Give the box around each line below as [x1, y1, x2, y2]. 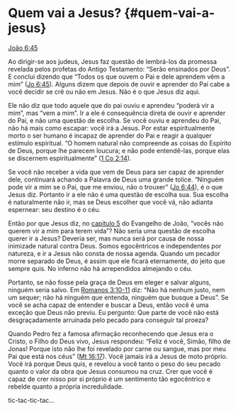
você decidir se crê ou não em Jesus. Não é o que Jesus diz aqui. [8, 87, 200, 96]
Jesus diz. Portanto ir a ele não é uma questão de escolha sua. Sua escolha [8, 190, 229, 199]
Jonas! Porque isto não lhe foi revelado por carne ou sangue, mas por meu [8, 344, 226, 353]
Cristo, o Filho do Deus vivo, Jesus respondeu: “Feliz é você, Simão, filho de [8, 337, 231, 345]
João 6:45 [8, 43, 38, 52]
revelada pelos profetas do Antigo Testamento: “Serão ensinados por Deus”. [8, 65, 231, 73]
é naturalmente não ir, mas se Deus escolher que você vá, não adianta [8, 197, 213, 206]
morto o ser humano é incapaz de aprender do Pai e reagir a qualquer [8, 131, 212, 140]
